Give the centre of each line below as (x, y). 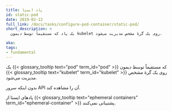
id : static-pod (22, 15)
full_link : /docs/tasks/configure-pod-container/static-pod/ (73, 24)
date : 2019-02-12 (24, 19)
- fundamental (21, 52)
